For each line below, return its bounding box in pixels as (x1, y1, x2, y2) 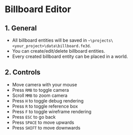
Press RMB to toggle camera (12, 87, 69, 93)
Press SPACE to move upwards (12, 119, 75, 125)
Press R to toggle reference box (12, 103, 78, 109)
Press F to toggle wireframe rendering (12, 108, 92, 115)
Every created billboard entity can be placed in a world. (12, 53, 128, 59)
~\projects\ (88, 38, 114, 43)
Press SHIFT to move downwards (12, 124, 81, 130)
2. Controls (5, 68, 41, 77)
